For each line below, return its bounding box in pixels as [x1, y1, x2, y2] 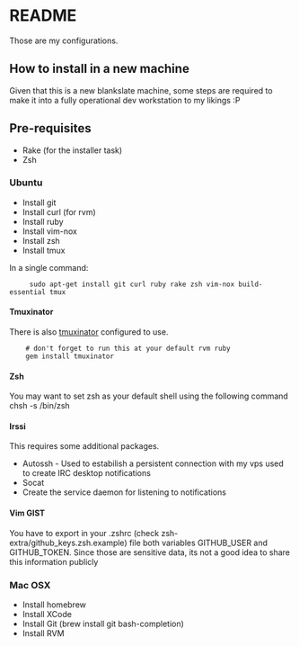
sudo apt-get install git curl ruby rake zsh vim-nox [29, 280, 235, 289]
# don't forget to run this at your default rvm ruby [25, 344, 231, 354]
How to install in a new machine [9, 61, 190, 76]
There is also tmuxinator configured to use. [9, 327, 169, 337]
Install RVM [22, 627, 65, 639]
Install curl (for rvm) [22, 206, 96, 217]
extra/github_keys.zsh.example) [9, 537, 128, 548]
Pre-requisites [9, 121, 92, 136]
